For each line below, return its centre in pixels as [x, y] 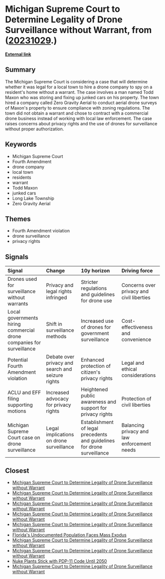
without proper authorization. [35, 129]
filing [13, 399]
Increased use [97, 321]
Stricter [89, 282]
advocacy [57, 399]
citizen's [91, 372]
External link [18, 54]
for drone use [96, 301]
